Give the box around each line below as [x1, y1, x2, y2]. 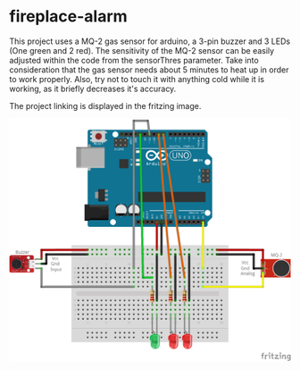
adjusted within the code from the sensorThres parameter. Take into [9, 55, 259, 65]
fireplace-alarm [9, 6, 128, 27]
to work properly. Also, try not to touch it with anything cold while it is [9, 73, 265, 84]
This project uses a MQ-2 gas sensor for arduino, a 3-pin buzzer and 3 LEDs [9, 36, 291, 46]
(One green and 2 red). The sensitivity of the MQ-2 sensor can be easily [9, 45, 275, 55]
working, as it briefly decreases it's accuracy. [9, 83, 177, 94]
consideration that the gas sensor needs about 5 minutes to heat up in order [9, 64, 289, 75]
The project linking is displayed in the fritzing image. [9, 100, 202, 111]
